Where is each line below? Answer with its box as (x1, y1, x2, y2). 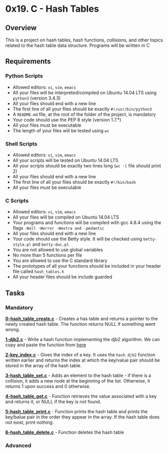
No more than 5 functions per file (12, 252, 82, 258)
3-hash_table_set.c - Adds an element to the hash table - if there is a (5, 372, 151, 378)
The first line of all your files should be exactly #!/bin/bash (12, 179, 136, 185)
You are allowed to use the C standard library (12, 257, 108, 264)
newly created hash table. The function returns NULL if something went (5, 321, 156, 327)
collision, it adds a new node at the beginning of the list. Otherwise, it (5, 377, 150, 384)
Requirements (5, 57, 51, 66)
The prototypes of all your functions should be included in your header (12, 263, 161, 269)
